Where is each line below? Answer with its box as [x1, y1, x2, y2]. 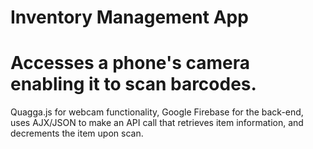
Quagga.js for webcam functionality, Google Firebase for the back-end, [10, 106, 304, 118]
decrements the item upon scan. [10, 127, 144, 140]
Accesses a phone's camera [10, 52, 251, 75]
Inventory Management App [10, 6, 249, 29]
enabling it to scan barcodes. [10, 73, 257, 96]
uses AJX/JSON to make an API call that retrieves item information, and [10, 117, 304, 129]
